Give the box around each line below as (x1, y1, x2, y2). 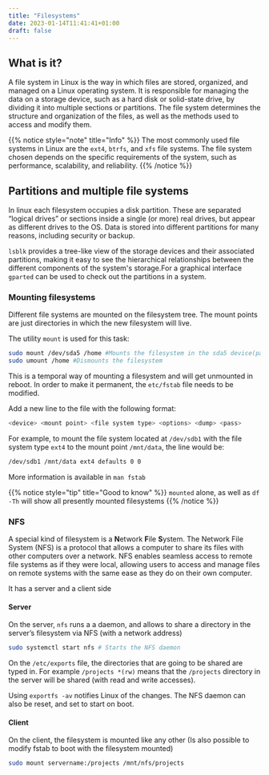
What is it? (8, 56, 62, 70)
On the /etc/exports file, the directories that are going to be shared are (8, 658, 243, 668)
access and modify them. (8, 120, 92, 130)
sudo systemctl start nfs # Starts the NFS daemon (8, 644, 181, 652)
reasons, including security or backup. (8, 231, 135, 240)
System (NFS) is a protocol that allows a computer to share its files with (8, 543, 244, 553)
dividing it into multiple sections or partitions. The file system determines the (8, 103, 261, 113)
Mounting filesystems (8, 291, 96, 302)
